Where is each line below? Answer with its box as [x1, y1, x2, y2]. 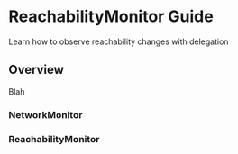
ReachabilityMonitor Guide [8, 6, 214, 27]
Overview [8, 62, 65, 77]
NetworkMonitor [8, 108, 83, 121]
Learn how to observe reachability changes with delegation [8, 36, 229, 47]
